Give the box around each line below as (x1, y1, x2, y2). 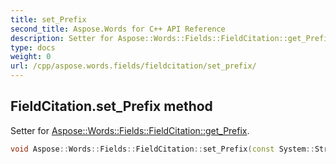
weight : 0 (10, 52, 52, 62)
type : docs (10, 42, 56, 53)
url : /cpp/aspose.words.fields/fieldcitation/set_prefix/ (10, 61, 257, 71)
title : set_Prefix (10, 14, 87, 25)
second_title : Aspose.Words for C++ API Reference (10, 24, 226, 34)
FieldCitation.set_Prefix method (10, 98, 213, 115)
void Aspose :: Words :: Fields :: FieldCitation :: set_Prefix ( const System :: (10, 144, 315, 154)
